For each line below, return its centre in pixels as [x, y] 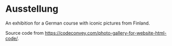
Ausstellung [32, 9]
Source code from [24, 33]
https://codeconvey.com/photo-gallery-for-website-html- [106, 33]
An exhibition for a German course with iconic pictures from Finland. [78, 23]
